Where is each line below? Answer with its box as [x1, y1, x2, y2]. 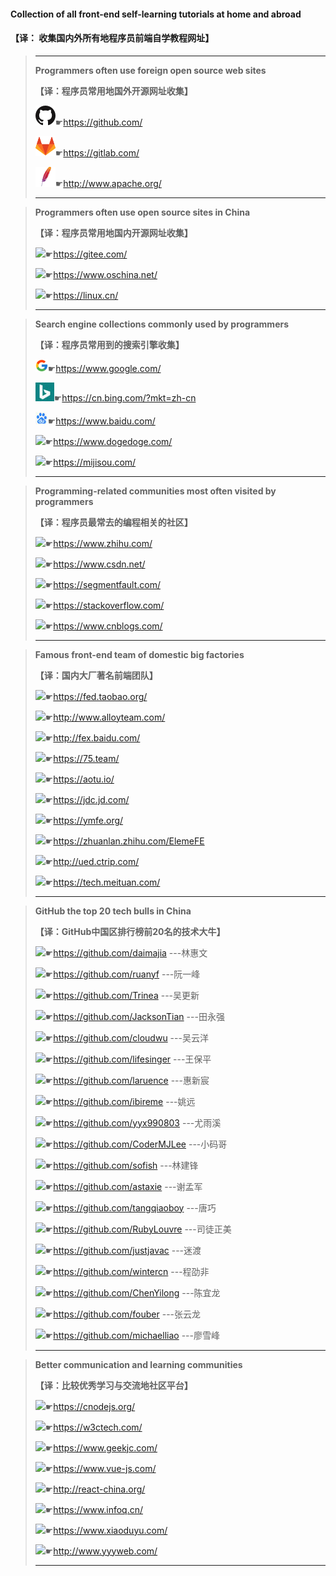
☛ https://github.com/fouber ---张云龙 [44, 1308, 202, 1320]
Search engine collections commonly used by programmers [34, 318, 290, 330]
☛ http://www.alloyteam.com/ [44, 711, 166, 723]
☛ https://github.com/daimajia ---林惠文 [44, 946, 208, 959]
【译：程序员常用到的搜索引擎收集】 [34, 338, 185, 350]
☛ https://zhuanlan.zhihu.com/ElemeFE [44, 835, 205, 847]
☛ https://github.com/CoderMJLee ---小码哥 [44, 1138, 228, 1150]
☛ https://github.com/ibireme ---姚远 [44, 1095, 196, 1107]
